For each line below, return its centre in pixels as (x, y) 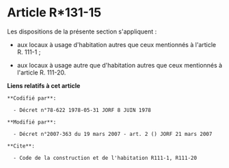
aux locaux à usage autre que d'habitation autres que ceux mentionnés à (120, 65)
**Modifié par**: (32, 122)
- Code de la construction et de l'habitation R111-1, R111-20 (105, 158)
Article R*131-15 (54, 13)
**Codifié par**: (32, 98)
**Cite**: (21, 146)
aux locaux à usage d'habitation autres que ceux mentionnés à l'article (117, 44)
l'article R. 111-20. (41, 72)
